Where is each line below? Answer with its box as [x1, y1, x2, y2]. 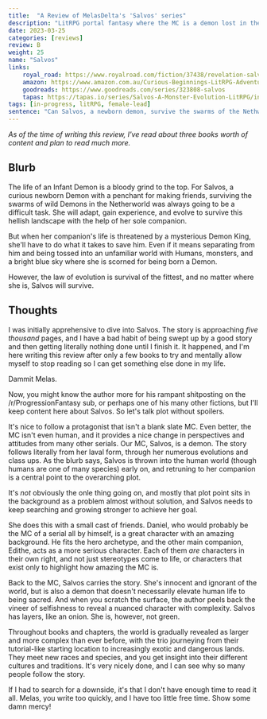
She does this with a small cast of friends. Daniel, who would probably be [8, 520, 249, 530]
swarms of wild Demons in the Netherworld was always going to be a [8, 199, 235, 208]
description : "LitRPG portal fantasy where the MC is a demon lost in [8, 19, 247, 27]
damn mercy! [8, 702, 52, 711]
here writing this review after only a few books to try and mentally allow [8, 350, 242, 359]
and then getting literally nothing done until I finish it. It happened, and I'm [8, 341, 250, 351]
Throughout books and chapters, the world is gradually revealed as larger [8, 627, 250, 636]
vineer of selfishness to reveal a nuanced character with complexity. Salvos [8, 603, 256, 612]
